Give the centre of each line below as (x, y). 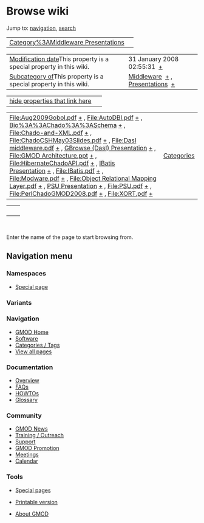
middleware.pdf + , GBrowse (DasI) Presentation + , (83, 148)
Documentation (30, 367)
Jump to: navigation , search (41, 28)
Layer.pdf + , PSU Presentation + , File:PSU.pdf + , (80, 185)
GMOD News (31, 429)
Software (26, 338)
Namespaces (26, 274)
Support (25, 442)
